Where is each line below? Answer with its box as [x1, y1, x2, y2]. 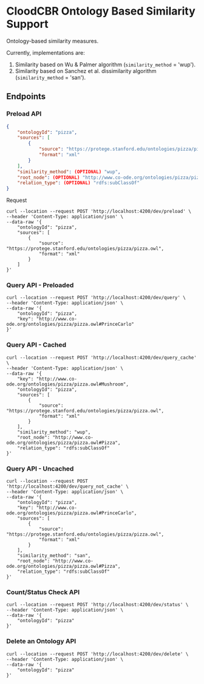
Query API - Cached [6, 340, 67, 349]
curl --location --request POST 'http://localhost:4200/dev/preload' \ [6, 209, 191, 215]
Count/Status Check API [6, 588, 80, 596]
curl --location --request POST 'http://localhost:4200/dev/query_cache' [6, 354, 197, 361]
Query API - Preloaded [6, 281, 74, 289]
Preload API [6, 109, 42, 118]
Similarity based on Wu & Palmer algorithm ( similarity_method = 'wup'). [15, 61, 196, 68]
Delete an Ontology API [6, 637, 76, 646]
